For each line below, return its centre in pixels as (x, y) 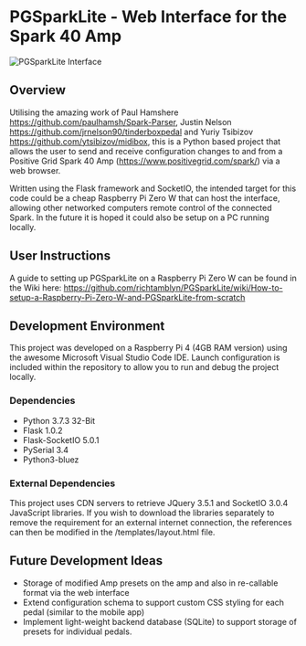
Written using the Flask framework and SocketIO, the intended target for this (153, 188)
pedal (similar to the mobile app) (84, 612)
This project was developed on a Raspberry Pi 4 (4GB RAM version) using (148, 348)
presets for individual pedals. (77, 631)
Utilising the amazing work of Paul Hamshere (94, 112)
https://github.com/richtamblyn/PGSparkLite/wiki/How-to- (173, 287)
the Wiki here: (36, 287)
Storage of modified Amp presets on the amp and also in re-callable (150, 583)
